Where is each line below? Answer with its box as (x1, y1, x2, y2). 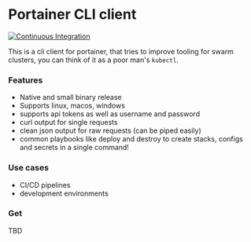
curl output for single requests (19, 118, 118, 127)
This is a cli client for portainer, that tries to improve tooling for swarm (8, 46, 234, 56)
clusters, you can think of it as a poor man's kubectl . (8, 55, 179, 64)
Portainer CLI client (8, 5, 137, 24)
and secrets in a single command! (19, 143, 130, 152)
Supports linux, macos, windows (19, 101, 126, 111)
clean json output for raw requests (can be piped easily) (19, 126, 202, 135)
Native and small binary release (19, 93, 122, 102)
